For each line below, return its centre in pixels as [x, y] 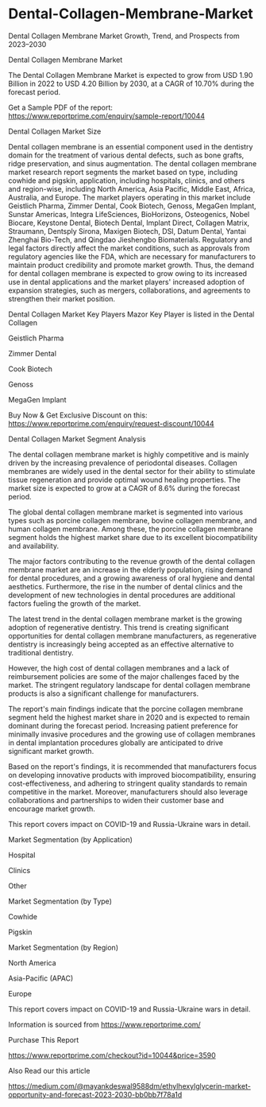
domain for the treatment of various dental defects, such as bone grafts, [126, 155]
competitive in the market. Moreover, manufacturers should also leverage [128, 791]
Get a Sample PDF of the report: [61, 107]
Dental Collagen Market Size [55, 131]
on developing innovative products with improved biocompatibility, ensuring [132, 775]
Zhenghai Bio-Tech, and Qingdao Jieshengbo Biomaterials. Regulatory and [130, 239]
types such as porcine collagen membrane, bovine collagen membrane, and [133, 520]
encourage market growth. [52, 809]
